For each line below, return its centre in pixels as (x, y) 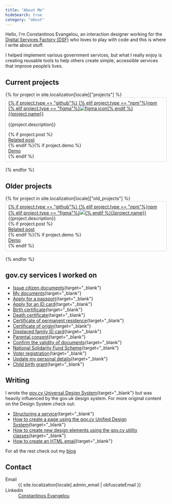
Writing (17, 380)
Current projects (32, 82)
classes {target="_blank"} (39, 436)
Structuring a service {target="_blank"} (53, 413)
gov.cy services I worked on (51, 275)
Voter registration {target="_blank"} (50, 353)
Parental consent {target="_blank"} (49, 337)
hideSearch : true (24, 15)
